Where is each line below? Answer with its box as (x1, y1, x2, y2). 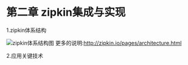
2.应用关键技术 (6, 52, 44, 59)
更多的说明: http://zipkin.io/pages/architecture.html (55, 39, 182, 46)
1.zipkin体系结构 (6, 26, 47, 34)
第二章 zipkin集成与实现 (6, 5, 126, 19)
